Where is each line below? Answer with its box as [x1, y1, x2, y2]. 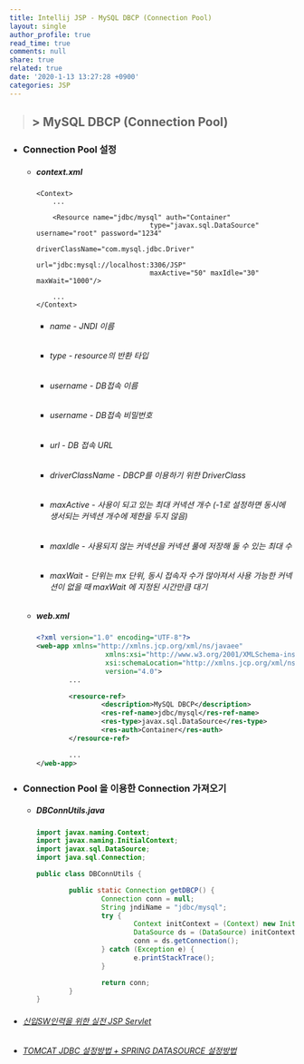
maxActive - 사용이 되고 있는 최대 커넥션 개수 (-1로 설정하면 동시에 [49, 500, 286, 511]
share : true [9, 55, 54, 64]
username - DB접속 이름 [49, 380, 138, 391]
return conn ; [100, 978, 151, 987]
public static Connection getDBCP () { [68, 885, 215, 894]
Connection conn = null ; [100, 894, 195, 903]
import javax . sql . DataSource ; [35, 844, 151, 854]
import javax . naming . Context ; [35, 827, 151, 837]
